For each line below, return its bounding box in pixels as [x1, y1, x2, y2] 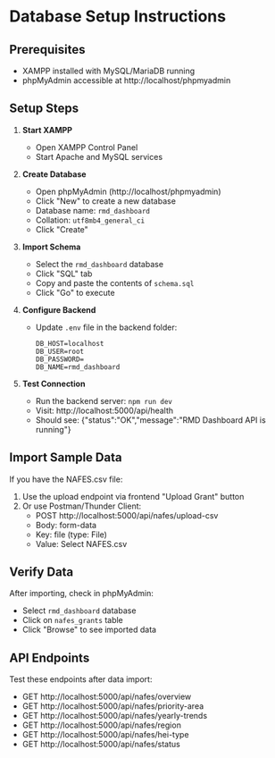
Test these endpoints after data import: [9, 674, 153, 685]
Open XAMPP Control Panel [35, 141, 138, 153]
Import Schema [21, 241, 81, 252]
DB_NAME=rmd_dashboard [35, 362, 121, 372]
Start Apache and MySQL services [35, 151, 163, 162]
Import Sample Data [9, 450, 122, 466]
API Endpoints [9, 650, 90, 665]
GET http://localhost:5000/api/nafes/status [21, 739, 180, 750]
